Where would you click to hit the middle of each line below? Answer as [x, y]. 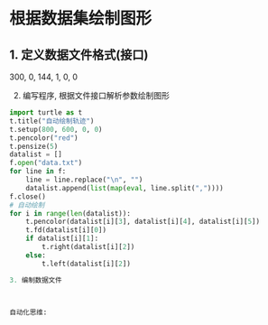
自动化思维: [28, 312]
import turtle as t [46, 113]
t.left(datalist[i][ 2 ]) [86, 264]
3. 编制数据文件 [36, 280]
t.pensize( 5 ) [34, 146]
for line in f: [38, 172]
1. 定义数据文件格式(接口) [79, 55]
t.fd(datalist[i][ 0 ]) [66, 230]
